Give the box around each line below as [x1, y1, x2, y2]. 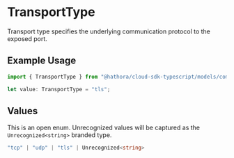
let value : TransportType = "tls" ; [7, 86, 111, 93]
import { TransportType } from [7, 73, 98, 80]
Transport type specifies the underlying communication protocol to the [7, 27, 211, 35]
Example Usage [7, 55, 77, 67]
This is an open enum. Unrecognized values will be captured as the [7, 123, 201, 132]
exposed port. [7, 34, 47, 42]
